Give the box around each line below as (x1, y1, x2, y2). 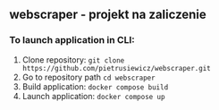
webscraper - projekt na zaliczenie (9, 7, 207, 22)
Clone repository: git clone (21, 54, 125, 65)
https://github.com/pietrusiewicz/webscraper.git (21, 63, 212, 72)
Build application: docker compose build (21, 80, 169, 92)
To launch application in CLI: (9, 34, 136, 47)
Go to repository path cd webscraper (21, 72, 156, 82)
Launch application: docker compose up (21, 90, 165, 101)
